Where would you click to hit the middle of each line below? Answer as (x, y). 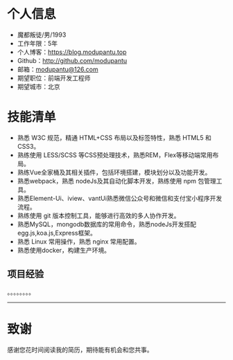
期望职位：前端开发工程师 (54, 78)
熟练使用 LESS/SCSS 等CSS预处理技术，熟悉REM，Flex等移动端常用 (115, 155)
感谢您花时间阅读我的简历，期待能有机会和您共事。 (80, 350)
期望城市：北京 (38, 87)
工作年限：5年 (37, 43)
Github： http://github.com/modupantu (72, 60)
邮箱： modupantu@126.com (58, 69)
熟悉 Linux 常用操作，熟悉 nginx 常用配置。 (79, 241)
